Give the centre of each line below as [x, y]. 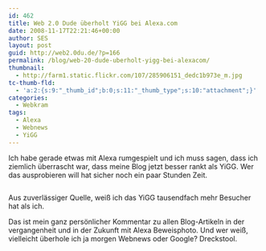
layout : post [30, 46]
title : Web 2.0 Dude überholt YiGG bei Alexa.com [93, 23]
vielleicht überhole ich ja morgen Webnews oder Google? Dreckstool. [123, 238]
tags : [17, 113]
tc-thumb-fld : [32, 83]
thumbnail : [27, 68]
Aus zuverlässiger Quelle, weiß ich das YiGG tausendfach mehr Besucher [130, 197]
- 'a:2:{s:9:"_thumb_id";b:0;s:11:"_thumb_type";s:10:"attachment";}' [136, 90]
